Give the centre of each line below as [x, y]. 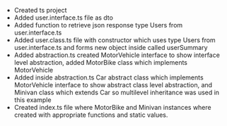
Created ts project [40, 10]
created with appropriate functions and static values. [91, 115]
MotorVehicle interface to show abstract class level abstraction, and [113, 85]
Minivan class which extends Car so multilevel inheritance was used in [117, 92]
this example [33, 100]
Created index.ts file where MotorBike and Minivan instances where [112, 107]
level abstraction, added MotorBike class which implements [100, 62]
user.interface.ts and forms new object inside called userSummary [111, 48]
